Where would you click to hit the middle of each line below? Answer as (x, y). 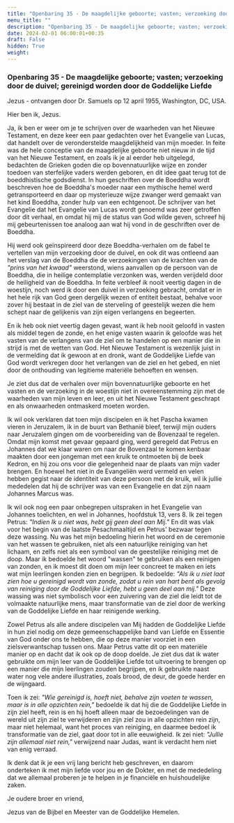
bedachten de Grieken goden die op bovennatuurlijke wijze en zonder (107, 165)
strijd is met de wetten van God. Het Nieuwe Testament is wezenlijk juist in (114, 348)
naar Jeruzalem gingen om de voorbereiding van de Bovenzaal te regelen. (114, 434)
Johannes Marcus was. (41, 494)
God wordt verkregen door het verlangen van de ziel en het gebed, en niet (114, 363)
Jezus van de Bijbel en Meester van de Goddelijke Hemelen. (93, 812)
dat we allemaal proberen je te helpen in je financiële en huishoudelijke (109, 778)
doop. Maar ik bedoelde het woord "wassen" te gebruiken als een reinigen (114, 559)
